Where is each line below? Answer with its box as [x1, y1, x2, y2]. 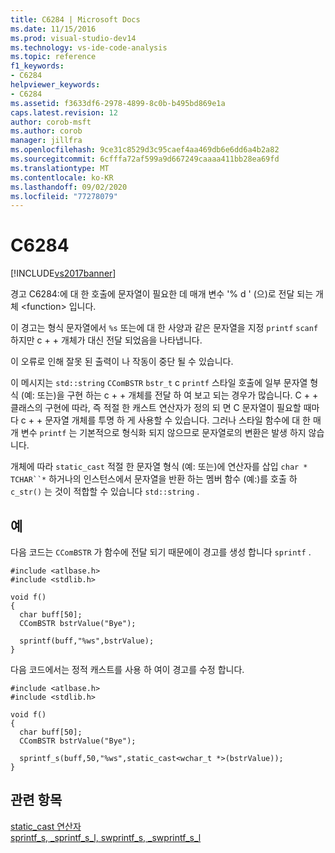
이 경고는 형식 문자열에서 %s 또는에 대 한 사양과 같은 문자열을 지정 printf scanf [10, 322, 319, 334]
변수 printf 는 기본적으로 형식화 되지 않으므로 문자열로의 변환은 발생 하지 [20, 427, 307, 439]
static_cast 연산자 [10, 820, 82, 832]
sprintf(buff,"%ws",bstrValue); [19, 636, 155, 646]
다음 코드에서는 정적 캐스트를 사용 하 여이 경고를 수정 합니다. [10, 664, 245, 675]
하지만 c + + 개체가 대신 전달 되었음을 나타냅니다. [10, 334, 203, 346]
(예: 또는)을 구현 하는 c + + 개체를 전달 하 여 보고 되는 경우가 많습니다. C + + [20, 389, 319, 401]
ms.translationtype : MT [10, 163, 110, 173]
